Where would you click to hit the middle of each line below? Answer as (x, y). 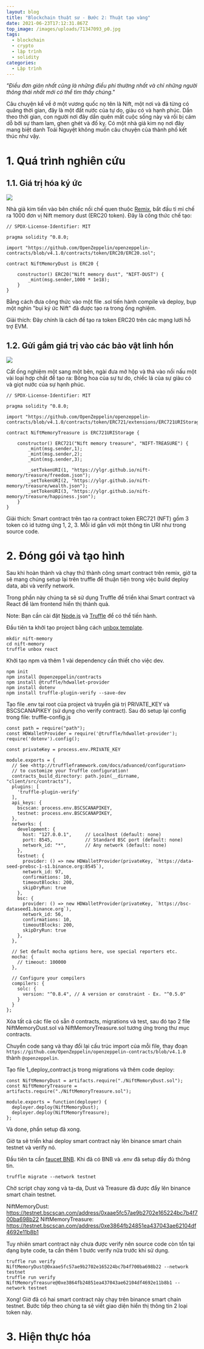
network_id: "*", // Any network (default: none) (94, 845)
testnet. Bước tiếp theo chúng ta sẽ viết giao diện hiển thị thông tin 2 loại (97, 1306)
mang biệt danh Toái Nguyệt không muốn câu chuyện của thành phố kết (97, 130)
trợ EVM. (17, 326)
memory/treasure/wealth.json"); (47, 486)
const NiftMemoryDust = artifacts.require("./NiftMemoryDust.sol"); (95, 1081)
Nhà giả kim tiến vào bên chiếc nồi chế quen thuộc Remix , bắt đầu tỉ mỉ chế (100, 209)
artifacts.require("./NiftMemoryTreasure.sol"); (69, 1091)
